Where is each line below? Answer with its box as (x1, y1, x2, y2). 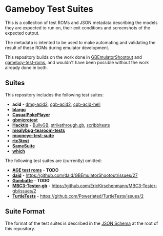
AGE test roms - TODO (12, 167, 59, 173)
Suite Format (5, 207, 45, 216)
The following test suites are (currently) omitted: (5, 158, 102, 164)
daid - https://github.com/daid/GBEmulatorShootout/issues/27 (12, 172, 138, 178)
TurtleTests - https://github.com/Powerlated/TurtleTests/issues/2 (12, 193, 144, 199)
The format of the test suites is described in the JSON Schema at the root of (5, 220, 159, 226)
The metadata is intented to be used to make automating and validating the (5, 39, 156, 45)
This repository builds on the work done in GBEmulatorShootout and (5, 54, 143, 60)
